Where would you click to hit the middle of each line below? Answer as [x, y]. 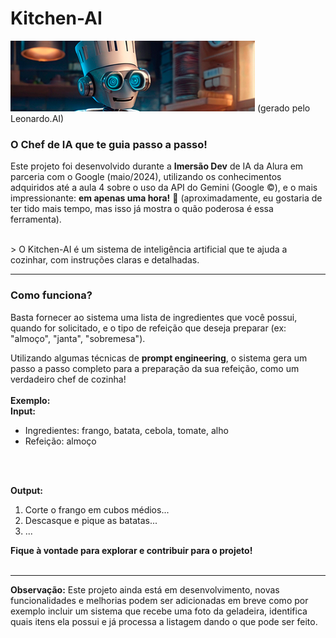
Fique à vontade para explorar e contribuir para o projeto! [131, 550]
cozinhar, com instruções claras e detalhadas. [105, 260]
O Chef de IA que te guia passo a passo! [109, 144]
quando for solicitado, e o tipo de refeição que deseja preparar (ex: [148, 328]
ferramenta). [36, 219]
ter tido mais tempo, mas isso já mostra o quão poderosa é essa [142, 209]
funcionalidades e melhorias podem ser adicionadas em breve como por [159, 600]
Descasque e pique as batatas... [91, 520]
